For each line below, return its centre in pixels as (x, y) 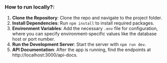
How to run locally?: (30, 7)
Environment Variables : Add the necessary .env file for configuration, (85, 28)
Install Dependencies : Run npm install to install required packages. (83, 23)
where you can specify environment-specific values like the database (84, 34)
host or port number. (33, 39)
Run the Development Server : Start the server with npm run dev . (79, 44)
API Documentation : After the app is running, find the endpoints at (81, 50)
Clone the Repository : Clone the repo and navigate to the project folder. (87, 18)
